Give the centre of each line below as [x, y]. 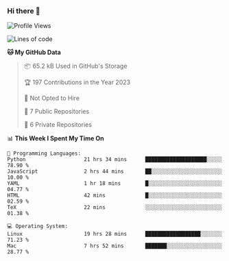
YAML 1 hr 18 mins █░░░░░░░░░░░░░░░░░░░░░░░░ [115, 184]
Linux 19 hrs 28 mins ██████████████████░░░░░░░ [115, 234]
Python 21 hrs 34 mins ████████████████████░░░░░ [115, 160]
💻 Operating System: [38, 226]
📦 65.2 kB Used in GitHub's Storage [75, 66]
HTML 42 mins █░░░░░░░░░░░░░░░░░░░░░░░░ [115, 196]
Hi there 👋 [24, 11]
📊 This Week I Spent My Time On [56, 138]
